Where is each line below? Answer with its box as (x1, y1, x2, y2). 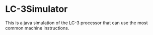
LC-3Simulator (5, 3, 68, 15)
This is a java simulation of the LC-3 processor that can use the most (5, 20, 148, 26)
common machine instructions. (5, 25, 69, 31)
